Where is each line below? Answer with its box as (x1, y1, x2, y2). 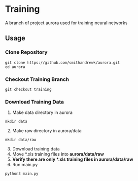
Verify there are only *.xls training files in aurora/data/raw (12, 156, 134, 162)
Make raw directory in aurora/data (12, 128, 82, 134)
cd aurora (5, 64, 26, 70)
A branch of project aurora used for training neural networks (5, 20, 128, 26)
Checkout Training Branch (5, 75, 69, 82)
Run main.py (12, 162, 38, 168)
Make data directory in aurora (12, 109, 73, 115)
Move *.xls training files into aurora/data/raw (12, 151, 104, 157)
